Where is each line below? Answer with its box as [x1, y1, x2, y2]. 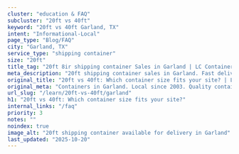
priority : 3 [7, 109, 43, 116]
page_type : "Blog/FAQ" [7, 37, 75, 44]
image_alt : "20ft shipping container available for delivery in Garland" [7, 129, 231, 136]
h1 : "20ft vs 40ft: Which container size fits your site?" [7, 97, 186, 104]
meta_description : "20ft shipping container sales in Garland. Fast [7, 70, 215, 77]
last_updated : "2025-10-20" [7, 136, 91, 143]
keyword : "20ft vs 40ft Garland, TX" [7, 23, 119, 31]
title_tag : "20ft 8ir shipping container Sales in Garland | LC [7, 63, 202, 70]
